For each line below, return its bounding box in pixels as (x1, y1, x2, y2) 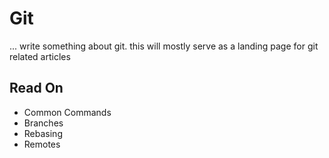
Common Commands (23, 106, 112, 118)
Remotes (23, 138, 61, 150)
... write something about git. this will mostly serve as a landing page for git (9, 40, 319, 52)
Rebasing (23, 127, 63, 139)
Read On (9, 80, 64, 97)
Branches (23, 117, 64, 129)
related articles (9, 50, 71, 62)
